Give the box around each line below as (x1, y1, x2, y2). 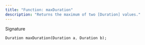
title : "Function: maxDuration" (5, 7, 73, 12)
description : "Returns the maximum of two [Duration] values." (5, 12, 141, 17)
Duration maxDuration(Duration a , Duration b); (5, 35, 107, 40)
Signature (5, 25, 26, 31)
